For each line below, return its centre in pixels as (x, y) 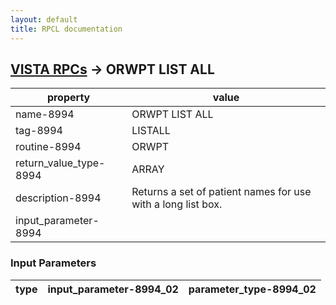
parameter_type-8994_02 (252, 289)
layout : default (44, 19)
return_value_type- (60, 163)
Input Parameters (53, 263)
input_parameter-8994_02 (113, 289)
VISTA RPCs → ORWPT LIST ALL (112, 69)
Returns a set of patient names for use (221, 192)
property (68, 98)
